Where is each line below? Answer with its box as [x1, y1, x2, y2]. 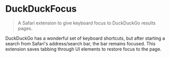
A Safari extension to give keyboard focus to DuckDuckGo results [17, 20, 156, 26]
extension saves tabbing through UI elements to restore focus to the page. [5, 46, 162, 52]
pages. [17, 25, 33, 31]
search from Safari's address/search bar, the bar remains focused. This [5, 40, 156, 46]
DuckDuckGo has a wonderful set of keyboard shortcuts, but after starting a [5, 35, 165, 41]
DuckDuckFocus [5, 3, 77, 15]
